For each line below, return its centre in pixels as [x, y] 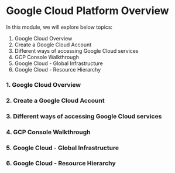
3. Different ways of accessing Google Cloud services [84, 116]
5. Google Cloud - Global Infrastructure [62, 148]
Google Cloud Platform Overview [88, 11]
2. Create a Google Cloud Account [55, 100]
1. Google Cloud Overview [44, 84]
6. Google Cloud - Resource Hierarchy [61, 164]
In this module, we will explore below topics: [59, 27]
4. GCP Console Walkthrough [48, 132]
